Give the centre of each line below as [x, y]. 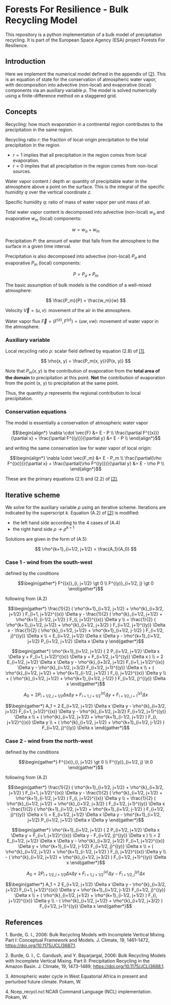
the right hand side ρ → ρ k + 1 [43, 529]
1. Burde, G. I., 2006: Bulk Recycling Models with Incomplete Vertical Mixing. [86, 935]
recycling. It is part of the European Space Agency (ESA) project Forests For [85, 40]
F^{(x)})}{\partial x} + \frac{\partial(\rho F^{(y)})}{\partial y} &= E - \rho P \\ [86, 464]
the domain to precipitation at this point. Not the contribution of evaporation [85, 378]
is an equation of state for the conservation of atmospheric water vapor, [81, 79]
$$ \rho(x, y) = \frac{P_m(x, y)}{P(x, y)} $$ [86, 361]
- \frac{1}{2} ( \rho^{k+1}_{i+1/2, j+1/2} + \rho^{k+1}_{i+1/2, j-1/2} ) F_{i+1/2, [86, 809]
